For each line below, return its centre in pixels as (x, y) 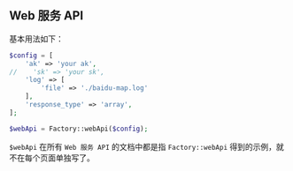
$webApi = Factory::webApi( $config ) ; (79, 129)
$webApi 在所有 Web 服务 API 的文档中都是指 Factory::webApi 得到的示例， (143, 146)
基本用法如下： (36, 39)
